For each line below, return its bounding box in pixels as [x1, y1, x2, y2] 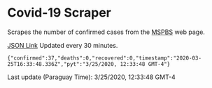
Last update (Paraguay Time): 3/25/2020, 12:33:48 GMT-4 [7, 73, 176, 81]
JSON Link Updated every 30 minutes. [7, 41, 118, 49]
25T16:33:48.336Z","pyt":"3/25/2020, [7, 60, 118, 67]
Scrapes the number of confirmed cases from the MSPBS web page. [7, 28, 205, 36]
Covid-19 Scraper [7, 5, 112, 21]
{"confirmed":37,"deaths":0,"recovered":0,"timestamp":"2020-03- [7, 54, 202, 62]
